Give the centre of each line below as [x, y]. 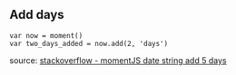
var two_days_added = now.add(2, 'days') [89, 43]
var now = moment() [46, 35]
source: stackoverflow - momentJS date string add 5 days [118, 60]
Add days [37, 15]
